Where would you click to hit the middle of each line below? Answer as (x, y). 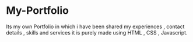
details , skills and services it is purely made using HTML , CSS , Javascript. (97, 32)
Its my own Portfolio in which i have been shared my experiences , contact (95, 26)
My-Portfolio (37, 11)
